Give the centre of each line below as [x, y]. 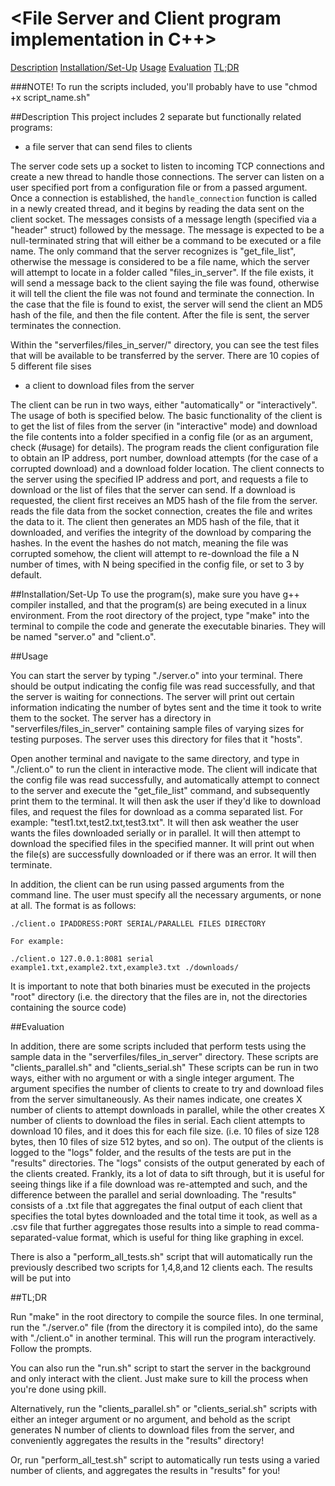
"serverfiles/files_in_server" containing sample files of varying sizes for [157, 728]
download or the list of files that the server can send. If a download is [153, 489]
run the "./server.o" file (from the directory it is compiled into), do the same [164, 1327]
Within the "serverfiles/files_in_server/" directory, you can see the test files [165, 344]
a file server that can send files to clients [108, 146]
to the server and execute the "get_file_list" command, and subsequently [160, 790]
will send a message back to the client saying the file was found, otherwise [165, 283]
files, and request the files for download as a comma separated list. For [156, 811]
